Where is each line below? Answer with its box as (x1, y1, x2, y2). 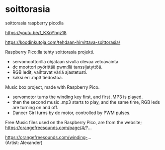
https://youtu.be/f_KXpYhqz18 (5, 29, 67, 35)
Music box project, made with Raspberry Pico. (5, 84, 100, 90)
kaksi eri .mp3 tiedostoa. (12, 74, 63, 80)
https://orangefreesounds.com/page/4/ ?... (5, 125, 92, 131)
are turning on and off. (12, 104, 59, 110)
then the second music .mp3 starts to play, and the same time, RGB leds (12, 99, 160, 105)
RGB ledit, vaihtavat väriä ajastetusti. (12, 69, 87, 75)
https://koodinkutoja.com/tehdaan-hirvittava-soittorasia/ (5, 39, 121, 45)
